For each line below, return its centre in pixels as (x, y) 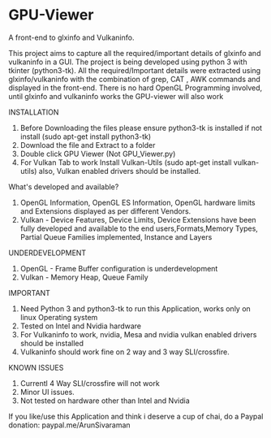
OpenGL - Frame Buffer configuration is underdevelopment (119, 268)
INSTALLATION (34, 112)
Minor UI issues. (47, 392)
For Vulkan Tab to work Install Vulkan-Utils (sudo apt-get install (126, 162)
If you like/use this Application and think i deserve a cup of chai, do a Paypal (136, 416)
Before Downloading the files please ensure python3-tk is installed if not (141, 128)
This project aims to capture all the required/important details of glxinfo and (135, 53)
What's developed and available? (64, 186)
